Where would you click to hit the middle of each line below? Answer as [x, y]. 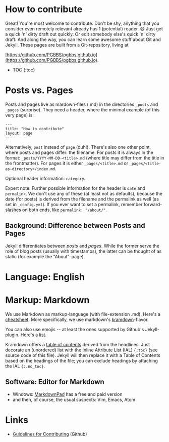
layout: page [19, 133]
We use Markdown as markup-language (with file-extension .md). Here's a [83, 314]
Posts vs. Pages [39, 90]
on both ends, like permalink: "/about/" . [65, 210]
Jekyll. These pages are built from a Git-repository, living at [67, 45]
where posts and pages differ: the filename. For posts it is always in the [79, 152]
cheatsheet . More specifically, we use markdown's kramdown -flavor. [77, 319]
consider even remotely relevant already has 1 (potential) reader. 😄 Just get [84, 28]
